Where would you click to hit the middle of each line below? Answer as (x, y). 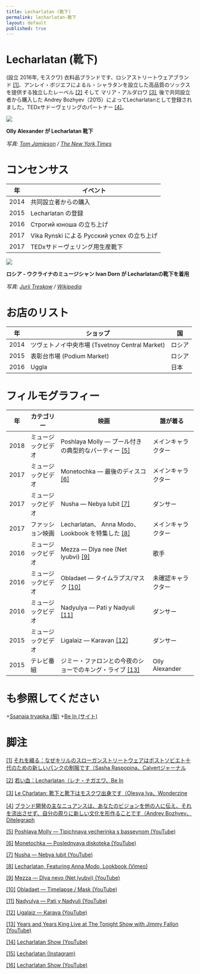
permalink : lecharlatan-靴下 (41, 17)
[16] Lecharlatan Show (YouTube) (47, 965)
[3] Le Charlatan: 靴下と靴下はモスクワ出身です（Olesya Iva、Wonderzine (97, 793)
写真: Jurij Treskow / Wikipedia (44, 286)
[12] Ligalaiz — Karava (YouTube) (47, 912)
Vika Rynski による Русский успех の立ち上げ (94, 236)
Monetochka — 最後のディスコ (103, 471)
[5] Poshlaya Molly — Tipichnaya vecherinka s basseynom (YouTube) (91, 831)
